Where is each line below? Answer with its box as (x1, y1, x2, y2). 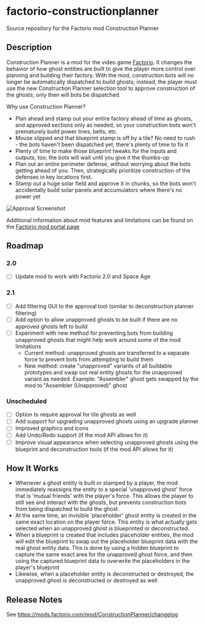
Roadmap (6, 240, 44, 251)
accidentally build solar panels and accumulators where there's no (15, 186, 182, 193)
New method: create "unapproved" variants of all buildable (24, 362, 173, 370)
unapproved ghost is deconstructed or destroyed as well (15, 577, 157, 584)
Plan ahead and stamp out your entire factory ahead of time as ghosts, (15, 114, 193, 122)
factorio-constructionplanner (6, 4, 159, 18)
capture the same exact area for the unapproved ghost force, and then (15, 551, 193, 558)
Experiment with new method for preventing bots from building (15, 329, 173, 336)
